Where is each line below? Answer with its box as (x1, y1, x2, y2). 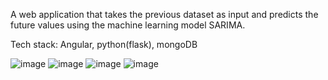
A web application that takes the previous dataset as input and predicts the (10, 9, 319, 20)
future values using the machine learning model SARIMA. (10, 19, 246, 31)
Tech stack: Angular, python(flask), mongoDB (10, 39, 198, 50)
